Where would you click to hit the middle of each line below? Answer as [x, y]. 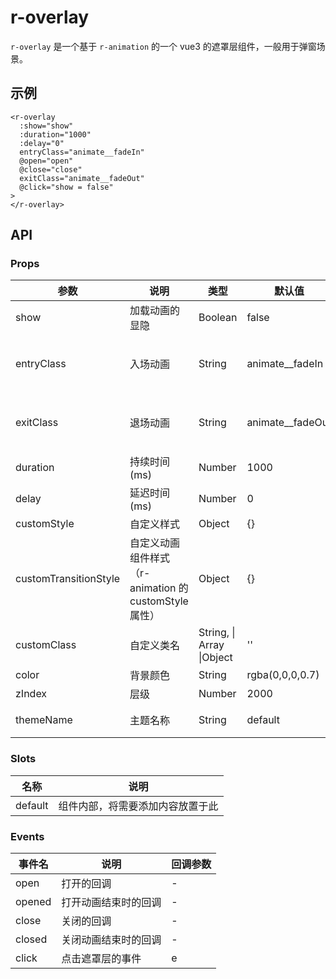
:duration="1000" [55, 134]
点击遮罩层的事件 [101, 959]
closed [31, 939]
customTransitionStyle [68, 579]
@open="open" [46, 161]
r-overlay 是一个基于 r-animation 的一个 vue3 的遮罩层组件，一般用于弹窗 [163, 46]
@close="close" [51, 169]
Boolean [218, 318]
